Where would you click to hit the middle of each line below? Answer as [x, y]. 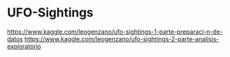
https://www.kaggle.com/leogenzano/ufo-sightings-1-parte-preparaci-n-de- [115, 32]
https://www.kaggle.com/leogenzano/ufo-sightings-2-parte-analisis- [122, 38]
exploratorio [24, 46]
